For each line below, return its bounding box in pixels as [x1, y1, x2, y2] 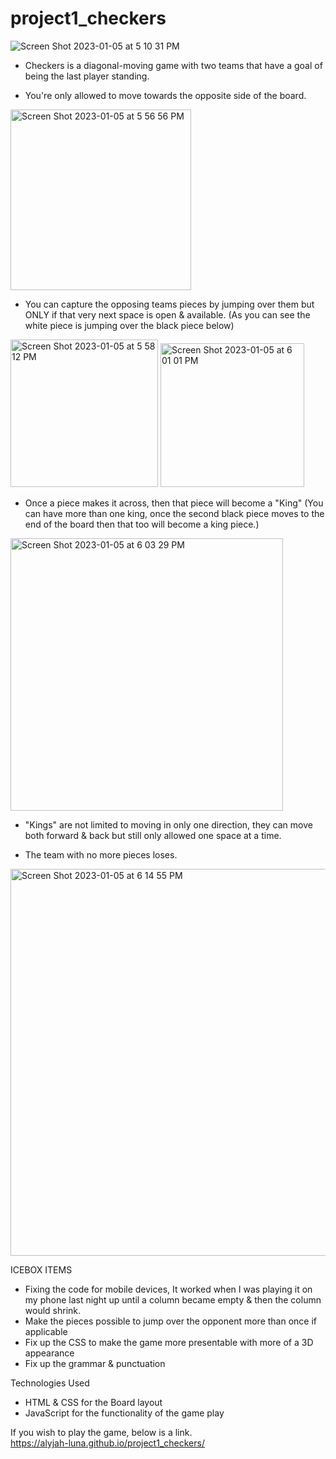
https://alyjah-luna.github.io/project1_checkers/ [10, 1437, 205, 1449]
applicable [24, 1325, 68, 1337]
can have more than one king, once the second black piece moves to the [24, 507, 325, 519]
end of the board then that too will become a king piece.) [24, 518, 260, 530]
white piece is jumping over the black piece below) [24, 319, 235, 331]
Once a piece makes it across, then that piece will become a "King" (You [24, 497, 324, 509]
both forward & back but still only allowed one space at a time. [24, 829, 282, 841]
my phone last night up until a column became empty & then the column [24, 1293, 322, 1306]
